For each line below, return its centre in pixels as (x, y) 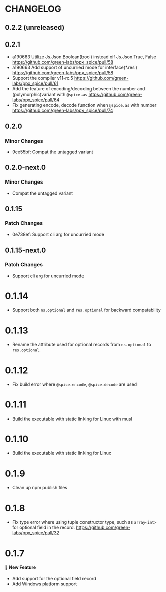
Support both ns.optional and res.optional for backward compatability (87, 310)
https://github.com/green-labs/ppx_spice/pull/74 (62, 110)
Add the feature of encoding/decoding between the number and (78, 89)
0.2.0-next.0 (25, 168)
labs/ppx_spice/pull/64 (36, 100)
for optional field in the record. (44, 527)
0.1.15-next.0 (25, 250)
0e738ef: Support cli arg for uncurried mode (58, 234)
